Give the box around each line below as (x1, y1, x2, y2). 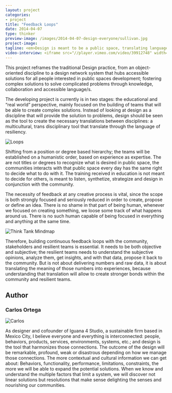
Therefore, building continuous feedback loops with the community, (5, 238, 148, 244)
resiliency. (5, 128, 27, 135)
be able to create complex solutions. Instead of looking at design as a (5, 107, 152, 113)
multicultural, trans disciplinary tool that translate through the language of (5, 123, 160, 129)
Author (5, 291, 28, 299)
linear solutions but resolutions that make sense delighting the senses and (5, 377, 162, 383)
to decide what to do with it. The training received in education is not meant (5, 170, 165, 177)
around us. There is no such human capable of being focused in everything (5, 213, 164, 219)
